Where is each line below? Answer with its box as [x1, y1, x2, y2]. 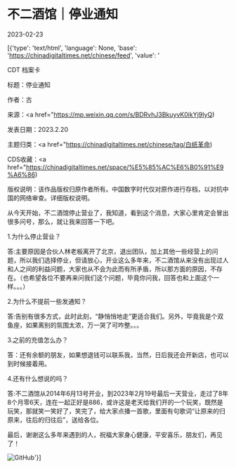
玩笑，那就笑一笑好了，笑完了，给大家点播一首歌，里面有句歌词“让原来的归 [7, 406, 226, 415]
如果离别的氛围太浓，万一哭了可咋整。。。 [25, 321, 143, 329]
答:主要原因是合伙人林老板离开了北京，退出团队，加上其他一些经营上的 [7, 247, 213, 255]
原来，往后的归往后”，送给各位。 [7, 415, 103, 424]
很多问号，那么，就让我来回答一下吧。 [7, 217, 118, 225]
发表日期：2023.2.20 [7, 125, 69, 133]
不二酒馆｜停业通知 [7, 6, 119, 22]
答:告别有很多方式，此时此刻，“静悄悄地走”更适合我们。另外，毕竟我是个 [7, 312, 218, 320]
